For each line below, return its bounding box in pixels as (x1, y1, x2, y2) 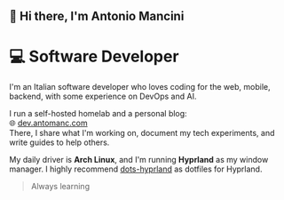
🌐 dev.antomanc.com (9, 117, 88, 129)
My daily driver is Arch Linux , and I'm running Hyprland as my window (9, 155, 269, 165)
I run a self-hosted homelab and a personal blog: (9, 108, 188, 119)
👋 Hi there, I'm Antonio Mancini (9, 9, 185, 24)
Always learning (30, 181, 91, 192)
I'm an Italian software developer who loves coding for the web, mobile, (9, 82, 271, 92)
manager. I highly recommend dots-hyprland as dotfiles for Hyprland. (9, 164, 263, 174)
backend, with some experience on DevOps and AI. (9, 91, 197, 102)
